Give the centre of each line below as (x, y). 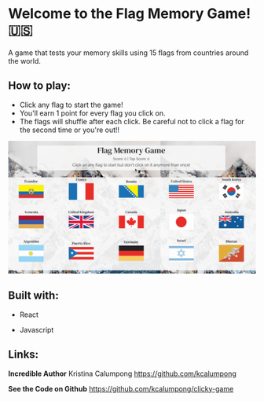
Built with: (33, 296)
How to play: (39, 86)
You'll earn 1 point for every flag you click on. (93, 113)
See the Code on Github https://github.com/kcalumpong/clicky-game (121, 388)
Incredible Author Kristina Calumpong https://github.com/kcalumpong (123, 373)
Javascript (37, 329)
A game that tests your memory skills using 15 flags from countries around (128, 53)
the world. (25, 61)
